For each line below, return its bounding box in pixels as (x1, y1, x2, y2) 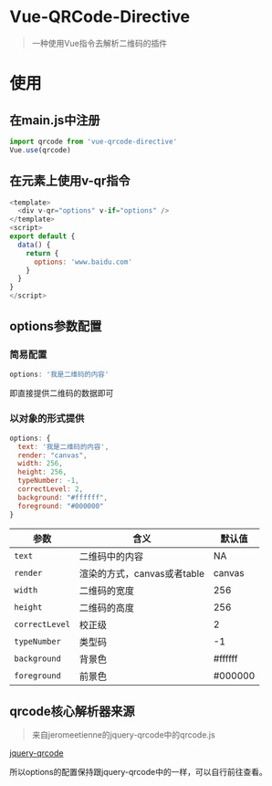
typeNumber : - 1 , (17, 477, 79, 486)
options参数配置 (9, 319, 102, 334)
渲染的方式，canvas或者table (78, 567, 205, 580)
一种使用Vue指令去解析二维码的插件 (31, 37, 167, 48)
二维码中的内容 (78, 550, 144, 562)
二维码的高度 (78, 601, 135, 613)
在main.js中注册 (9, 112, 100, 128)
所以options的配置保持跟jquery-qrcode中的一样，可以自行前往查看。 (9, 767, 267, 778)
